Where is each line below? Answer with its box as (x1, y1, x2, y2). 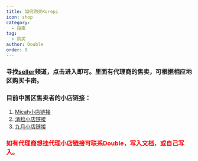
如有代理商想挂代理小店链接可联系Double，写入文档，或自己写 (6, 139, 184, 147)
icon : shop (6, 14, 33, 20)
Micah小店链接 (14, 108, 51, 115)
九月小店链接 (14, 123, 46, 130)
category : (6, 19, 31, 25)
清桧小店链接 (14, 116, 46, 123)
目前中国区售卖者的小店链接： (6, 94, 92, 102)
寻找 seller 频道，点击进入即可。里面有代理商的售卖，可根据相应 (6, 67, 186, 75)
